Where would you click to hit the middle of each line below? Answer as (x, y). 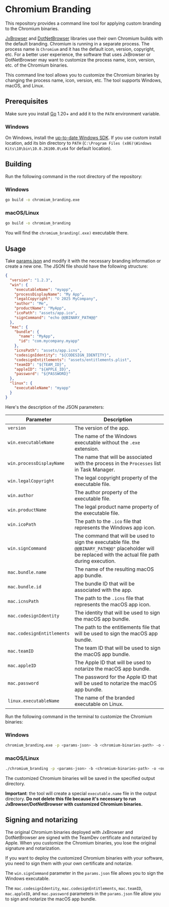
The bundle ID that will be (105, 583)
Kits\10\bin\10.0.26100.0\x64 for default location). (59, 148)
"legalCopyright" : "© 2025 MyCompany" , (56, 299)
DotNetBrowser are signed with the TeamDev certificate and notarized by (81, 837)
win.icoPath (22, 524)
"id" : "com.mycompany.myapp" (49, 341)
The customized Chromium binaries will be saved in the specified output (80, 778)
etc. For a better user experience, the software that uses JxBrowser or (78, 54)
